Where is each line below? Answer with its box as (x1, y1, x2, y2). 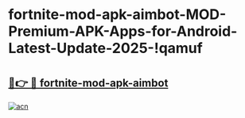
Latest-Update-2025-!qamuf (8, 40, 203, 57)
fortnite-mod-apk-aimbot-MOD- (8, 6, 227, 24)
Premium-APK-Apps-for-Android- (8, 22, 238, 40)
